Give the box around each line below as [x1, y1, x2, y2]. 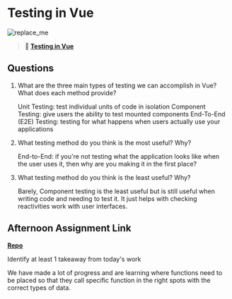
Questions [7, 62, 54, 75]
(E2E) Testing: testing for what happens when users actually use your [17, 117, 221, 126]
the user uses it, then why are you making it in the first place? [17, 159, 197, 168]
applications [17, 125, 54, 133]
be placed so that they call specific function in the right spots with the [7, 276, 211, 284]
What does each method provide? [17, 88, 117, 97]
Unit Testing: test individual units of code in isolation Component [17, 102, 207, 111]
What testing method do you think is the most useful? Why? [17, 138, 192, 147]
